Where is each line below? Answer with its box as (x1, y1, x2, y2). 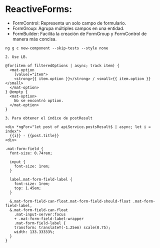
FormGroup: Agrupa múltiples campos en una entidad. (12, 25, 124, 31)
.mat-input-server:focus (14, 211, 66, 217)
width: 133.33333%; (14, 229, 55, 234)
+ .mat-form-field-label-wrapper (14, 216, 84, 221)
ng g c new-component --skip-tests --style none (5, 45, 108, 50)
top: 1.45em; (14, 185, 41, 190)
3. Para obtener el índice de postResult (5, 115, 93, 120)
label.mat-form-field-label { (9, 176, 72, 182)
